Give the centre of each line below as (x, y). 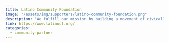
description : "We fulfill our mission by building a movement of (75, 19)
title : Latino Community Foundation (44, 10)
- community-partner (31, 33)
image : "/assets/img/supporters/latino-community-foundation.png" (76, 14)
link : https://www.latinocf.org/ (40, 23)
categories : (18, 28)
